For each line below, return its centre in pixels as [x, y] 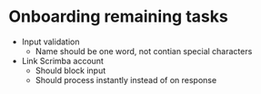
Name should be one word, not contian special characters [144, 51]
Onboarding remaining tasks [118, 17]
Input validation [50, 42]
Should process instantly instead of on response [126, 80]
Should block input [70, 70]
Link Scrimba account [62, 61]
